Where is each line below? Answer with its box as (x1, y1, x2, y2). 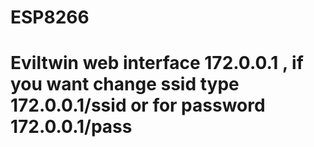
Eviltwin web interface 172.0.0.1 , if (10, 52, 304, 75)
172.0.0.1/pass (10, 116, 133, 138)
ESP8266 (10, 6, 90, 29)
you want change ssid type (10, 73, 240, 96)
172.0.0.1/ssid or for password (10, 94, 266, 117)
